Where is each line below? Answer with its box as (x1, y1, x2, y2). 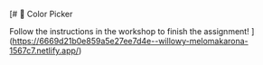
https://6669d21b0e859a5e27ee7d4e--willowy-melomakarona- (12, 36, 249, 46)
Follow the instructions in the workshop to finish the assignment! (9, 26, 250, 36)
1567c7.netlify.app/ (9, 45, 80, 56)
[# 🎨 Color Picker (9, 9, 73, 19)
